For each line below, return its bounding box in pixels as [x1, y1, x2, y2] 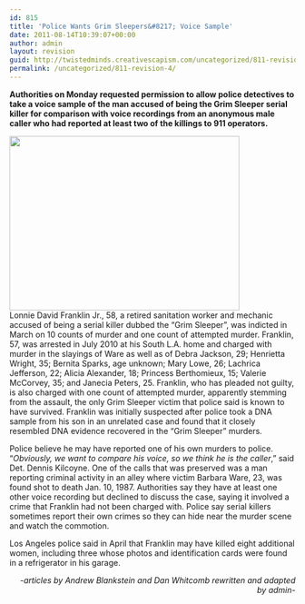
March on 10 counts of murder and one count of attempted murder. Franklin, [9, 329, 294, 340]
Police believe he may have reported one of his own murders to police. [9, 442, 274, 454]
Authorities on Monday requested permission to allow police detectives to [9, 88, 295, 100]
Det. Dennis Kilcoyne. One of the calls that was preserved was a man [9, 462, 268, 473]
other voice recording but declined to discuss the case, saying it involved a [9, 491, 290, 502]
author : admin [9, 38, 64, 48]
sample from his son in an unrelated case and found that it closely [9, 415, 256, 427]
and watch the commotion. [9, 520, 110, 531]
